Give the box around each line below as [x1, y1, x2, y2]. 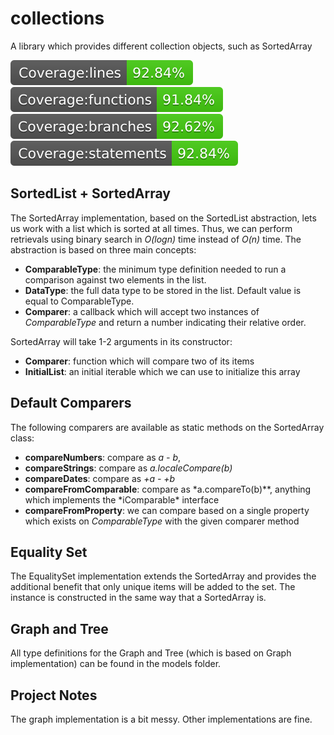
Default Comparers [10, 395, 132, 412]
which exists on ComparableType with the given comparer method [24, 515, 300, 527]
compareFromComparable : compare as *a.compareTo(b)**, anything [24, 483, 312, 495]
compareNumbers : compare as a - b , [24, 451, 182, 463]
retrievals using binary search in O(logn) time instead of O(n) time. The [10, 233, 302, 245]
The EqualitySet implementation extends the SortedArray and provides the [10, 570, 317, 582]
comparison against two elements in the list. [24, 273, 207, 286]
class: [10, 432, 35, 444]
